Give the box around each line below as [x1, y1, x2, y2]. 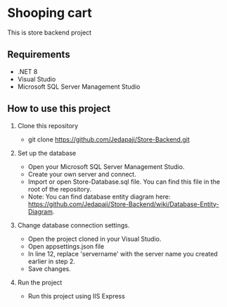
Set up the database [17, 149, 77, 157]
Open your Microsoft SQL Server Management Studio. [27, 162, 185, 170]
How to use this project [7, 103, 111, 115]
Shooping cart [7, 5, 93, 21]
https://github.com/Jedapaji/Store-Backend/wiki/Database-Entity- [27, 199, 219, 208]
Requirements [7, 49, 70, 61]
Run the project [17, 278, 63, 287]
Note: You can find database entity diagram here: [27, 192, 171, 201]
